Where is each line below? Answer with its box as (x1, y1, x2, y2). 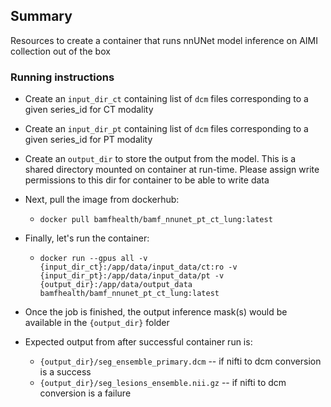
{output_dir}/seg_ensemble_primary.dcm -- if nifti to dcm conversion (39, 355, 322, 368)
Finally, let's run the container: (24, 232, 150, 244)
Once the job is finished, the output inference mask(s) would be (24, 306, 288, 318)
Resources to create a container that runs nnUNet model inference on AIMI (10, 34, 318, 46)
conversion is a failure (39, 387, 132, 399)
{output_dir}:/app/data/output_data (39, 280, 193, 290)
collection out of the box (10, 45, 111, 57)
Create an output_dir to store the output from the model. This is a (24, 153, 297, 165)
